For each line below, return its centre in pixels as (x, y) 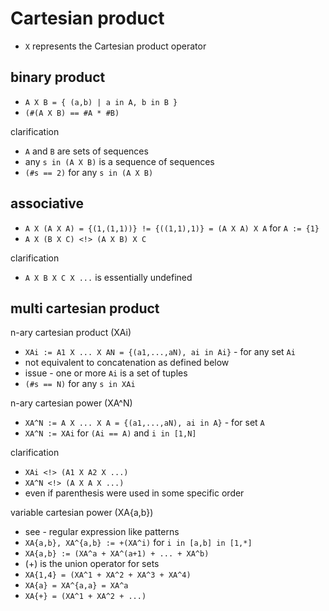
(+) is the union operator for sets (92, 564)
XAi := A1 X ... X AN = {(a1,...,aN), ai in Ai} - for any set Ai (160, 352)
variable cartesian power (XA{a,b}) (82, 513)
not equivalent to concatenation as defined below (127, 363)
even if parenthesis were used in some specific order (134, 493)
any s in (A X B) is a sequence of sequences (119, 161)
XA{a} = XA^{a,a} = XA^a (76, 586)
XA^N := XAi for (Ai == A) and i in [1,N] (110, 433)
